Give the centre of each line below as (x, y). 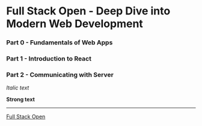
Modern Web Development (75, 24)
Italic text (18, 88)
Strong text (20, 100)
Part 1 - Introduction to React (49, 59)
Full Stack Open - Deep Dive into (88, 11)
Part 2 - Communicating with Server (60, 74)
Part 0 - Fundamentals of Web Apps (60, 43)
